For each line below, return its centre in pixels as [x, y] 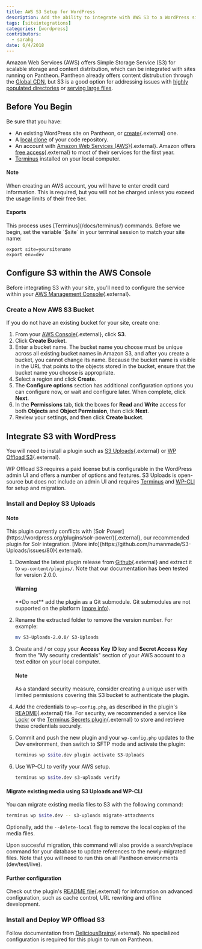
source [15, 482]
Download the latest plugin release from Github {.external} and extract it [103, 562]
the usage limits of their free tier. [47, 198]
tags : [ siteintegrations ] [38, 23]
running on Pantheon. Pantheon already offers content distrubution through [100, 75]
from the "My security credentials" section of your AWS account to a [100, 656]
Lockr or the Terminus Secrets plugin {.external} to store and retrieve [99, 720]
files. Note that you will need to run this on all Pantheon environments [92, 858]
